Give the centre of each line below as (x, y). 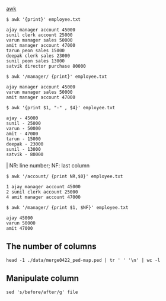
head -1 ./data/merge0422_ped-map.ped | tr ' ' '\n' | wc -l (83, 260)
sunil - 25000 (24, 123)
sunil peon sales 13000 (36, 61)
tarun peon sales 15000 (36, 50)
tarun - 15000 (24, 139)
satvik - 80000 (25, 154)
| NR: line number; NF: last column (48, 165)
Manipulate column (42, 278)
